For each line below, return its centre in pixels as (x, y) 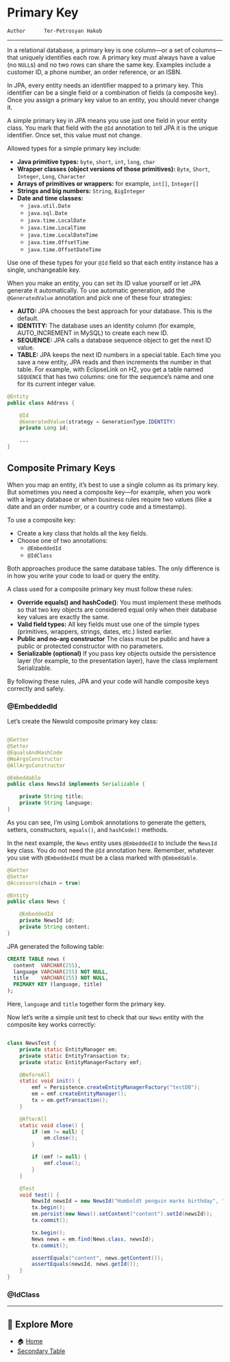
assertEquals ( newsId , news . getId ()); (85, 1265)
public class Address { (41, 403)
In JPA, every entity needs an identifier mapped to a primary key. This (105, 85)
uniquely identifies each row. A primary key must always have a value (117, 57)
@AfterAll (34, 1119)
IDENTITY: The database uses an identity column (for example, (106, 325)
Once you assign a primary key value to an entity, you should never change (113, 100)
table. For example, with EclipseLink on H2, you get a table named (110, 369)
